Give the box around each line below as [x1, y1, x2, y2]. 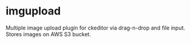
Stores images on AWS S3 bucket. [5, 30, 92, 37]
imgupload [5, 4, 61, 18]
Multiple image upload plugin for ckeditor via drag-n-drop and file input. [5, 24, 186, 31]
